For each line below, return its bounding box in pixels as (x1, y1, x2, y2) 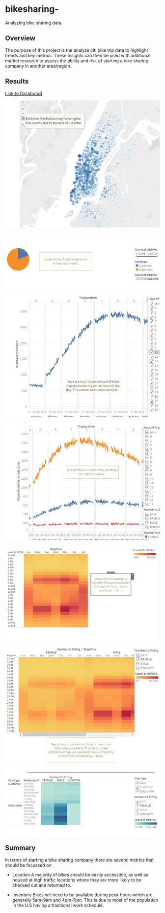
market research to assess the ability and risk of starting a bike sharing (5, 58, 149, 64)
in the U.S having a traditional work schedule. (12, 902, 104, 908)
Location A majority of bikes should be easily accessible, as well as (12, 872, 148, 877)
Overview (5, 34, 36, 42)
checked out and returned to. (12, 882, 72, 888)
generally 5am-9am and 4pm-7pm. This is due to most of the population (12, 897, 159, 903)
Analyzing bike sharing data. (5, 20, 63, 26)
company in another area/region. (5, 63, 72, 69)
